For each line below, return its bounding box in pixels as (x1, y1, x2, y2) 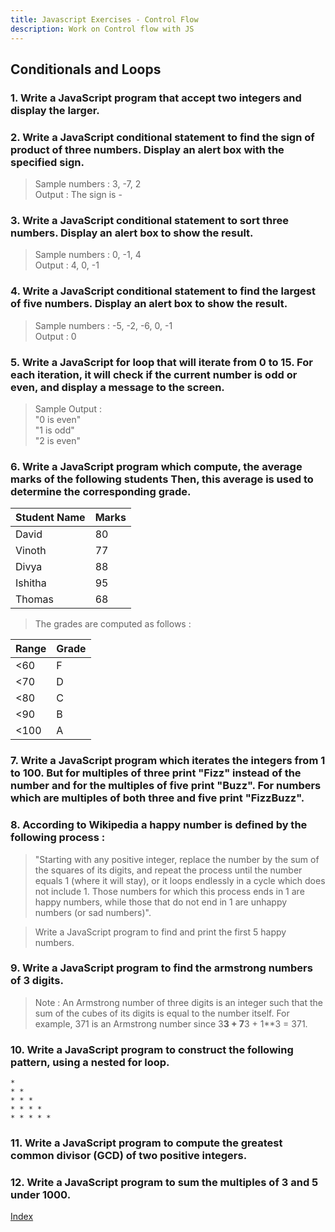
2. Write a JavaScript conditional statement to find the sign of (10, 130, 315, 144)
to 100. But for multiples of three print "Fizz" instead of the (10, 766, 302, 780)
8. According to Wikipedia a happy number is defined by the (10, 818, 308, 832)
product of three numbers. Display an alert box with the (10, 142, 285, 156)
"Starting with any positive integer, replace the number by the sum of (34, 853, 320, 865)
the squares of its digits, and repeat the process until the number (34, 864, 303, 876)
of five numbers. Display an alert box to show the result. (10, 297, 288, 311)
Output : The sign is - (34, 189, 123, 201)
